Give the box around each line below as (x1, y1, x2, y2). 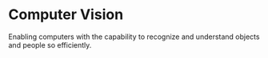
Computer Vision (8, 6, 124, 24)
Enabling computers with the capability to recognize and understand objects (8, 32, 260, 41)
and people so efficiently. (8, 40, 92, 49)
